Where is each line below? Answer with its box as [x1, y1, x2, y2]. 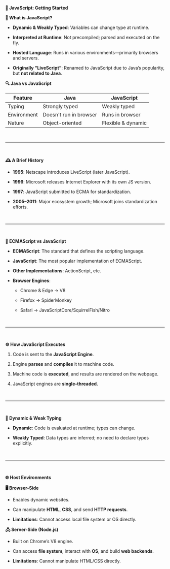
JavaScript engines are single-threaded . [12, 381, 98, 387]
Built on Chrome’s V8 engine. [12, 539, 73, 544]
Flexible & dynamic [102, 119, 147, 127]
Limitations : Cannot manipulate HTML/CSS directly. [12, 558, 121, 564]
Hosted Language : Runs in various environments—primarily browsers [12, 50, 158, 55]
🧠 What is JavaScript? [5, 15, 53, 20]
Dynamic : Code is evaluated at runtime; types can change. [12, 425, 136, 431]
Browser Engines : [12, 277, 51, 283]
